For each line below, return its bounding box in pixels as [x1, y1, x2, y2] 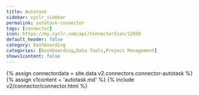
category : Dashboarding [6, 42, 66, 48]
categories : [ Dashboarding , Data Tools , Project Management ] [6, 48, 158, 54]
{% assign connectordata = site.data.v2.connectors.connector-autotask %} [6, 69, 194, 76]
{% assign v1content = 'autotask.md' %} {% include [6, 76, 135, 83]
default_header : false [6, 36, 63, 42]
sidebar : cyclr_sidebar [6, 14, 66, 20]
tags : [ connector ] [6, 25, 52, 32]
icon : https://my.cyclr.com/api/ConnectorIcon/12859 [6, 31, 141, 37]
